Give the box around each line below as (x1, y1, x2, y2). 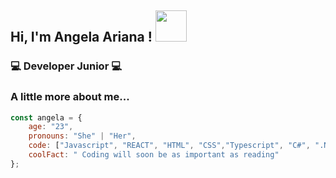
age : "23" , (28, 122, 74, 132)
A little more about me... (10, 90, 130, 104)
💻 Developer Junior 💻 (10, 59, 122, 73)
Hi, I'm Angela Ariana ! (10, 29, 153, 46)
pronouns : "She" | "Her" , (28, 131, 137, 141)
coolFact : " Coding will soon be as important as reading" (28, 150, 280, 160)
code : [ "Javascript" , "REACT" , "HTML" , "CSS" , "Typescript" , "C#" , (28, 141, 311, 151)
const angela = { (10, 112, 83, 123)
